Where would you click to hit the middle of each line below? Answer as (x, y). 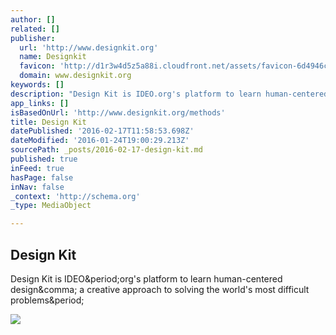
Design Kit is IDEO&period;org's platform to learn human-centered (146, 278)
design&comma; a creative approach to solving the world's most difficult (160, 289)
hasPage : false (42, 177)
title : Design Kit (48, 122)
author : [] (33, 19)
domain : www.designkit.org (75, 76)
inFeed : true (37, 168)
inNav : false (37, 187)
